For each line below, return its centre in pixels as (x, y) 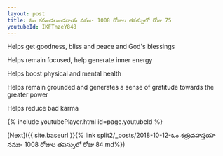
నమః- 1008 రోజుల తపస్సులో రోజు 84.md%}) (66, 145)
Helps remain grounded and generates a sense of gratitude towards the (111, 87)
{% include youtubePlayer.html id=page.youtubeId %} (85, 122)
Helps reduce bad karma (43, 108)
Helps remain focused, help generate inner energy (80, 60)
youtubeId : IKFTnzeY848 (42, 27)
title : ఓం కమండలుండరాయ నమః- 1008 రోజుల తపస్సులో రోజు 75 (89, 20)
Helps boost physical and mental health (64, 73)
